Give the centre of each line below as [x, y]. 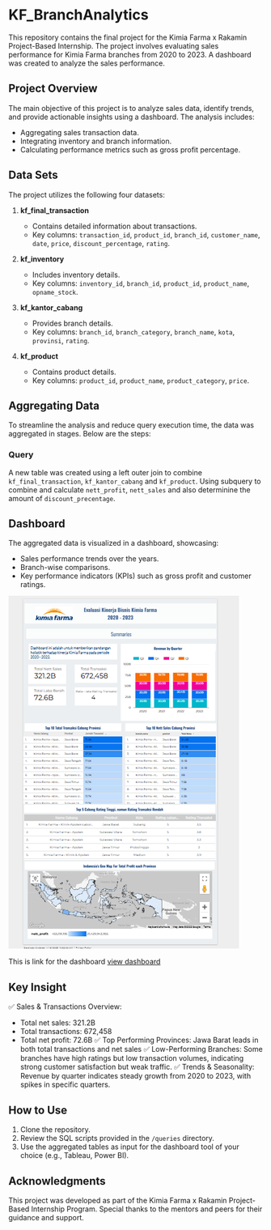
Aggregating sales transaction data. [79, 132]
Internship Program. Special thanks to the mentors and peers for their [147, 1209]
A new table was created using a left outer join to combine [105, 472]
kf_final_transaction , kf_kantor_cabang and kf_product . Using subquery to [135, 481]
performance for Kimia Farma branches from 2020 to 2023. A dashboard [130, 54]
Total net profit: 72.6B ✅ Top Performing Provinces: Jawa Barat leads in [139, 1040]
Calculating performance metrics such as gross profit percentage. [130, 149]
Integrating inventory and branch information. [96, 141]
